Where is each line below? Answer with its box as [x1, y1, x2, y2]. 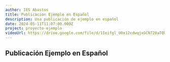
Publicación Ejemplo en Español [5, 49, 108, 57]
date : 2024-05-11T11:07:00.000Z [5, 21, 73, 26]
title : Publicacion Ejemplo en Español [5, 12, 90, 17]
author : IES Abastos [5, 7, 49, 12]
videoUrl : [5, 30, 26, 35]
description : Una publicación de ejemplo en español [5, 16, 119, 21]
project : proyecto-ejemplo [5, 26, 62, 31]
